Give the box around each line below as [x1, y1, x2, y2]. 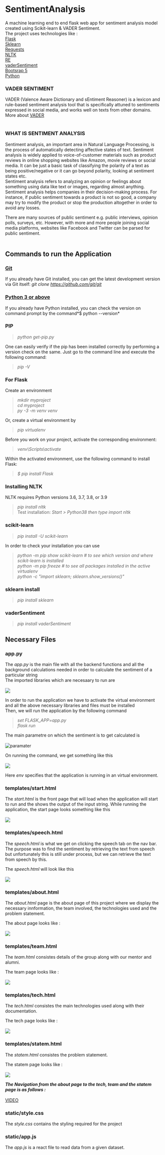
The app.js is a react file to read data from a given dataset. [5, 1145, 125, 1151]
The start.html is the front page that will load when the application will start [5, 796, 158, 802]
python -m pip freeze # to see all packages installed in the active [17, 563, 151, 569]
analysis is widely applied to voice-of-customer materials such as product [5, 152, 156, 158]
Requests [5, 46, 25, 52]
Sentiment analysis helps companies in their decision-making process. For [5, 189, 157, 195]
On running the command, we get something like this [5, 752, 113, 758]
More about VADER [5, 112, 45, 118]
